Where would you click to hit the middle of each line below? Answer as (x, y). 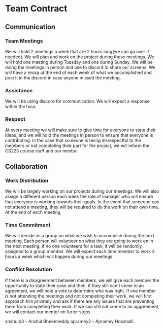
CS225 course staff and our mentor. (42, 151)
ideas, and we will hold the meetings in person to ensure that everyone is (79, 135)
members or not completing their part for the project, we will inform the (77, 146)
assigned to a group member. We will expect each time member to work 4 (80, 252)
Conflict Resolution (29, 269)
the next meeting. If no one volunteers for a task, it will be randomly (74, 246)
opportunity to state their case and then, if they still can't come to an (75, 285)
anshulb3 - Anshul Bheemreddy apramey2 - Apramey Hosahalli (69, 321)
